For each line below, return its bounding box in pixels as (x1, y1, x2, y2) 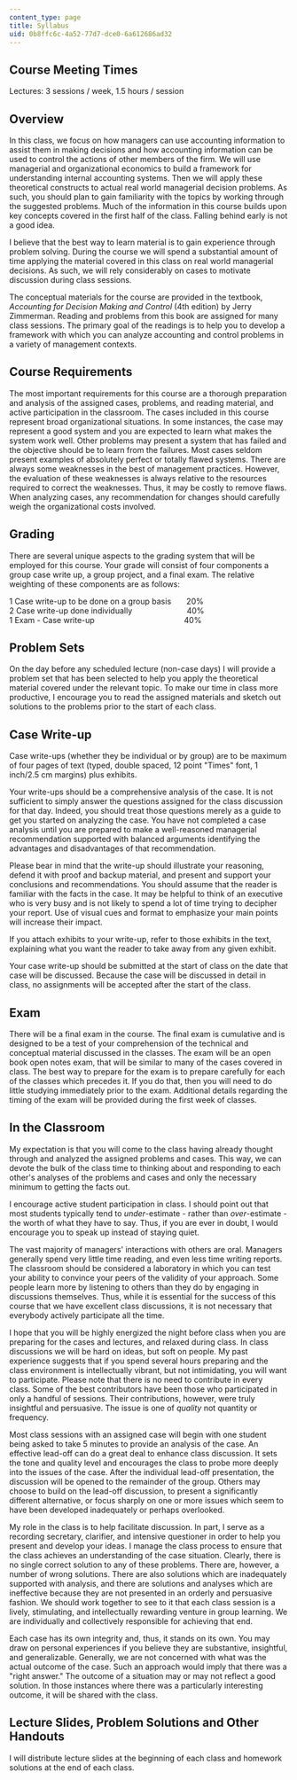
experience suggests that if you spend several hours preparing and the (9, 1355, 269, 1366)
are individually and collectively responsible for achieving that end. (9, 1615, 254, 1627)
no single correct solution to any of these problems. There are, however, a (9, 1559, 279, 1570)
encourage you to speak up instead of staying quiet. (9, 1227, 199, 1237)
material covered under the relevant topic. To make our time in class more (9, 683, 278, 693)
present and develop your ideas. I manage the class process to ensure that (9, 1540, 282, 1551)
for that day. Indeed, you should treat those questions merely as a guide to (9, 806, 282, 816)
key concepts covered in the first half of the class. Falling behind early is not (9, 210, 288, 221)
